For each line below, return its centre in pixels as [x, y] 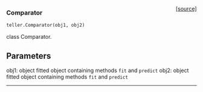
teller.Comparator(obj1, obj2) [46, 25]
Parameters [29, 56]
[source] [186, 9]
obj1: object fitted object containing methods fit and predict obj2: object [98, 70]
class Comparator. [29, 37]
